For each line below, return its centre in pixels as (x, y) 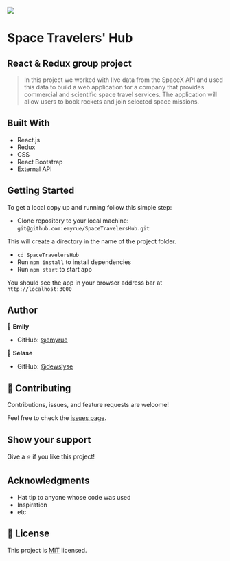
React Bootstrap (40, 162)
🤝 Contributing (39, 388)
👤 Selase (20, 353)
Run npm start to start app (55, 269)
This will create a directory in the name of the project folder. (92, 241)
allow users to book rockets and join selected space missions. (112, 102)
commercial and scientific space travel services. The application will (120, 94)
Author (22, 310)
